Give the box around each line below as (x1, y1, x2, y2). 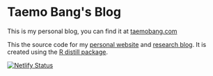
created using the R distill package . (7, 48, 109, 56)
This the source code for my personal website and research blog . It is (7, 40, 207, 48)
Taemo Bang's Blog (7, 4, 122, 20)
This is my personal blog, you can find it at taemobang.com (7, 27, 177, 35)
